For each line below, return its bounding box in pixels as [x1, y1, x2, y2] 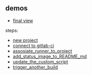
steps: [5, 27, 18, 33]
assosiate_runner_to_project [12, 48, 73, 54]
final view [12, 17, 33, 23]
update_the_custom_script [12, 58, 68, 65]
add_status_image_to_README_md [12, 53, 87, 59]
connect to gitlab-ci [12, 43, 55, 49]
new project [12, 37, 38, 43]
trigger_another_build [12, 64, 58, 70]
